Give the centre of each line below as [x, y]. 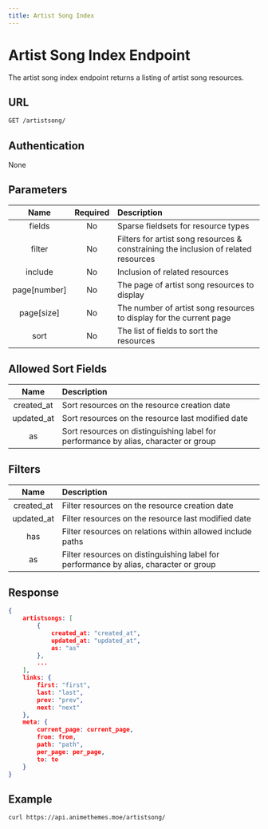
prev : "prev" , [60, 700]
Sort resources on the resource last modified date [155, 418]
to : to [48, 760]
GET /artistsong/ [37, 121]
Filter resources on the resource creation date [148, 506]
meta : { [35, 722]
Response [34, 592]
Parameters [38, 190]
